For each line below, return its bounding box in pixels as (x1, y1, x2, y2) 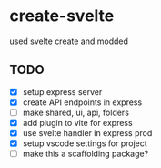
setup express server (22, 86, 103, 97)
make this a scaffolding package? (22, 148, 149, 160)
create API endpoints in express (22, 97, 143, 108)
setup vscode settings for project (22, 138, 147, 149)
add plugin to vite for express (22, 117, 134, 128)
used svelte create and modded (9, 36, 129, 47)
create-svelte (9, 5, 115, 26)
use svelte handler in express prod (22, 128, 153, 138)
